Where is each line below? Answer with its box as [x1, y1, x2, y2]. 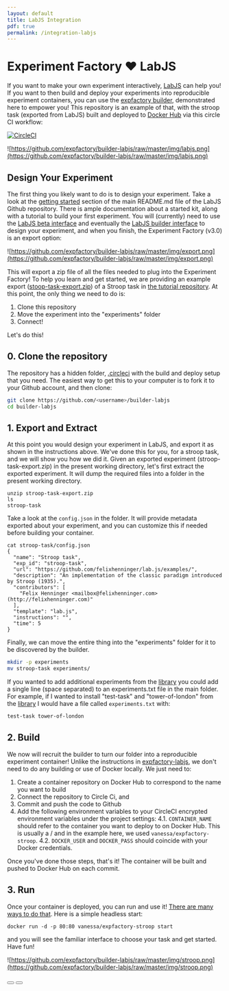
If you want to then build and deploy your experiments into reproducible [7, 89, 210, 97]
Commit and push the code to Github [16, 799, 122, 808]
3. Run [7, 884, 36, 896]
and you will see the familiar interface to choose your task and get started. [7, 935, 217, 943]
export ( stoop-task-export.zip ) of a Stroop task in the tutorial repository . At [7, 282, 218, 291]
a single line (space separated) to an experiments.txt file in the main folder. [7, 685, 219, 694]
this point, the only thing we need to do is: [7, 290, 125, 297]
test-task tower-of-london [7, 713, 84, 720]
